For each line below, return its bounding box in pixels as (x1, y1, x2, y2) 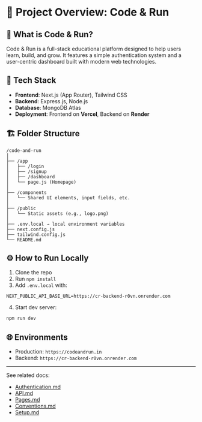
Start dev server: (14, 304, 57, 311)
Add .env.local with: (14, 282, 67, 289)
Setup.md (14, 409, 40, 416)
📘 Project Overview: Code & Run (6, 5, 170, 19)
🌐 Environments (6, 332, 68, 342)
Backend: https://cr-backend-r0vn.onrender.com (14, 354, 137, 362)
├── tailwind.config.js (6, 231, 66, 238)
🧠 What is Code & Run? (6, 29, 93, 40)
